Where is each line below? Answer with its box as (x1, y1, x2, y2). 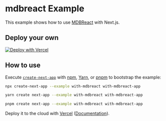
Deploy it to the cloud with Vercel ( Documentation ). (5, 111, 110, 117)
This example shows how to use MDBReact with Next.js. (5, 19, 120, 25)
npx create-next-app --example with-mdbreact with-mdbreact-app (5, 83, 141, 89)
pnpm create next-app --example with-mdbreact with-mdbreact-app (5, 102, 143, 107)
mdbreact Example (5, 3, 85, 14)
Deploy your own (5, 34, 58, 42)
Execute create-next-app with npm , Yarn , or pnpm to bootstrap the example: (5, 74, 162, 80)
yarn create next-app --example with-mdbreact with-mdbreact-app (5, 92, 143, 98)
